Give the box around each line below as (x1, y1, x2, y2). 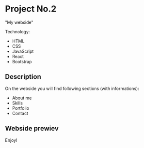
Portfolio (12, 105, 30, 111)
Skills (12, 100, 23, 106)
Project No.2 (5, 3, 57, 15)
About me (12, 95, 32, 101)
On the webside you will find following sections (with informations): (5, 86, 139, 91)
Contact (12, 110, 28, 116)
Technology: (5, 29, 30, 34)
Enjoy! (5, 137, 18, 143)
